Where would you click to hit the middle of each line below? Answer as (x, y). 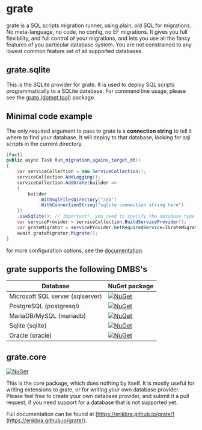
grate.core (26, 357)
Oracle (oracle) (31, 335)
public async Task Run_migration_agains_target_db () (74, 160)
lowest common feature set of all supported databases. (75, 51)
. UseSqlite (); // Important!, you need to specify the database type (106, 217)
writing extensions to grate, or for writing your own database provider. (93, 390)
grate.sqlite (29, 70)
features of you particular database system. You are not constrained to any (99, 45)
